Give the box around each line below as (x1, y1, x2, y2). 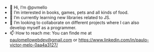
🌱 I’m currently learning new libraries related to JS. (9, 15, 111, 20)
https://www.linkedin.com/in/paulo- (78, 37, 149, 42)
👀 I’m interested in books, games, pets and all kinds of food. (9, 10, 129, 15)
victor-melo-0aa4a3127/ (9, 42, 58, 48)
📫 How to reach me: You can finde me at (9, 30, 92, 36)
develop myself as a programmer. (9, 25, 77, 31)
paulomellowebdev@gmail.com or (9, 37, 78, 42)
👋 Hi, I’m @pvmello (9, 5, 47, 10)
